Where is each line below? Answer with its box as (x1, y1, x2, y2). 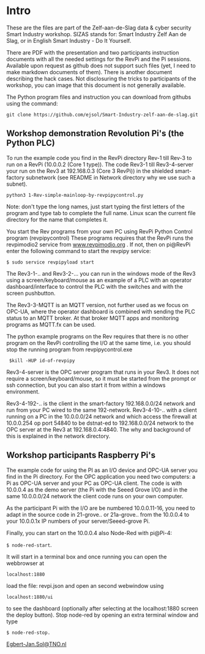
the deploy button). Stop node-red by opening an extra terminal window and (6, 611, 199, 618)
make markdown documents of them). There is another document (6, 68, 173, 75)
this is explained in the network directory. (6, 432, 111, 439)
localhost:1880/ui (6, 594, 53, 600)
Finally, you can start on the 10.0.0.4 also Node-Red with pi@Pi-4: (6, 529, 173, 536)
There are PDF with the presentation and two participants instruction (6, 48, 179, 56)
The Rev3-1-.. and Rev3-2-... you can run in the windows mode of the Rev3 (6, 270, 196, 277)
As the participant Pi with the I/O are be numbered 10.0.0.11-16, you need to (6, 504, 196, 512)
